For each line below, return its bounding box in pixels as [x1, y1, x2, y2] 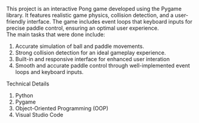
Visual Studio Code [15, 111, 64, 118]
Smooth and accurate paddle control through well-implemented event [15, 62, 190, 69]
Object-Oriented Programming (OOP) [15, 105, 108, 111]
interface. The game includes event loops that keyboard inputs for [27, 18, 193, 25]
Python [15, 92, 33, 99]
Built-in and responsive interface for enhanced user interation [15, 56, 170, 62]
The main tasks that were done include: [6, 31, 105, 38]
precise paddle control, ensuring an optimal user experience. [6, 24, 159, 32]
